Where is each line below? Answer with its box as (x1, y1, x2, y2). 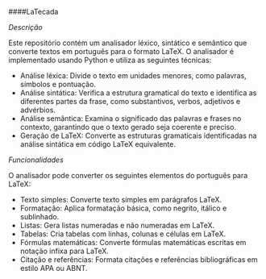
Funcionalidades (8, 155, 64, 164)
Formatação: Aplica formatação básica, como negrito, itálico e (19, 203, 227, 213)
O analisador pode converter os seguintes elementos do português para (8, 171, 248, 180)
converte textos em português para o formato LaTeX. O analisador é (8, 47, 235, 56)
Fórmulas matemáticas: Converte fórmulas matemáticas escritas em (19, 238, 247, 247)
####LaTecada (8, 7, 59, 16)
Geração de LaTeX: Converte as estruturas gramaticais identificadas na (19, 131, 257, 140)
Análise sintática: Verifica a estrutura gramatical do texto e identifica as (19, 88, 257, 98)
